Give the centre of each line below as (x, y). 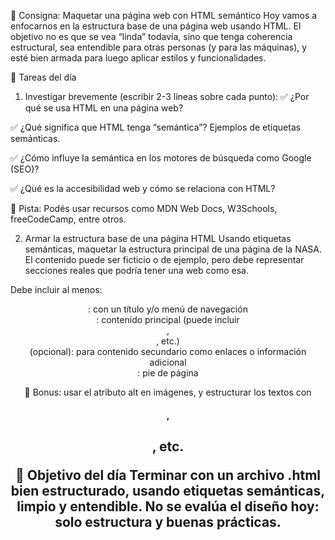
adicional (168, 362)
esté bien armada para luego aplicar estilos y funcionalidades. (138, 58)
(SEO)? (25, 169)
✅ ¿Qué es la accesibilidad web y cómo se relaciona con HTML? (143, 188)
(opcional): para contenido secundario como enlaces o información (168, 351)
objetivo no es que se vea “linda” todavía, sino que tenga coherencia (151, 36)
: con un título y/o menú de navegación (168, 309)
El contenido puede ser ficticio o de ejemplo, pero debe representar (164, 259)
